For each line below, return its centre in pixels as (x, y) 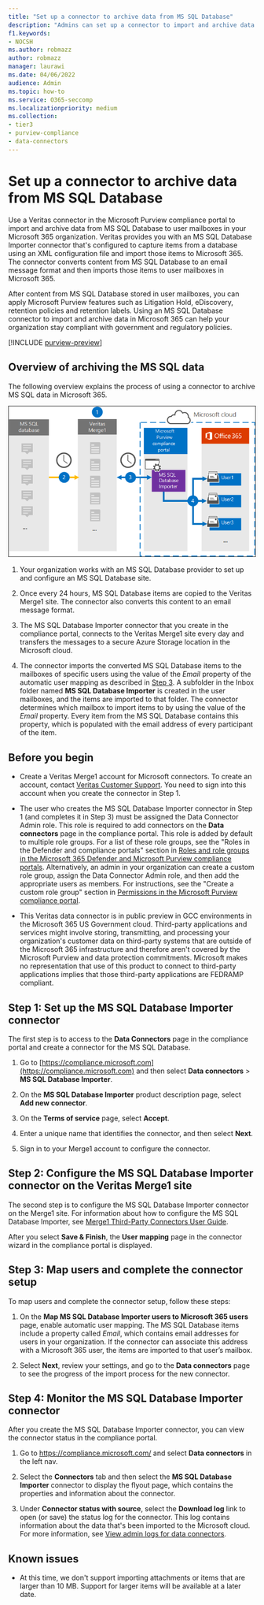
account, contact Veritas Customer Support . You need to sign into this (133, 785)
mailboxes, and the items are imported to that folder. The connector (128, 699)
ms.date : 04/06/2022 (42, 75)
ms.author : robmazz (40, 50)
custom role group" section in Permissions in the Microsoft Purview (128, 892)
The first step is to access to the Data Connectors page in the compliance (128, 1039)
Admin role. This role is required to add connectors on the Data (122, 825)
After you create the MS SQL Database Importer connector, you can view (126, 1429)
